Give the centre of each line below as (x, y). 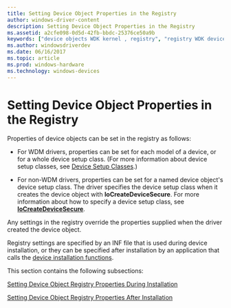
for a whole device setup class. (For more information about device (112, 159)
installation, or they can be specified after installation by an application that (113, 250)
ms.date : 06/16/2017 (37, 52)
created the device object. (44, 230)
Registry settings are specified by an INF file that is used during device (107, 243)
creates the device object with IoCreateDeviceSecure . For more (108, 195)
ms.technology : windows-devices (53, 71)
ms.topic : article (33, 58)
